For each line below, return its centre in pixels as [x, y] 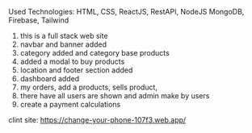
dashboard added [50, 79]
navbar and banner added [63, 44]
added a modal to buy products [72, 61]
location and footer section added [76, 70]
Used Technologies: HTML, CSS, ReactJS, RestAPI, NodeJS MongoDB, [126, 12]
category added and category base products [94, 53]
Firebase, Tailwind [39, 20]
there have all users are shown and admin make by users [115, 96]
